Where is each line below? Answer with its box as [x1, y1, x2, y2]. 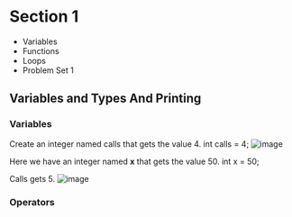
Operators [9, 195, 56, 208]
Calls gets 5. [9, 173, 56, 184]
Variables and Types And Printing [9, 91, 202, 106]
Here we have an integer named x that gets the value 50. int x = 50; [9, 156, 260, 167]
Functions [22, 45, 60, 56]
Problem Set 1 [22, 65, 74, 76]
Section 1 [9, 6, 79, 27]
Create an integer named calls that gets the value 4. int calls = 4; [9, 138, 250, 149]
